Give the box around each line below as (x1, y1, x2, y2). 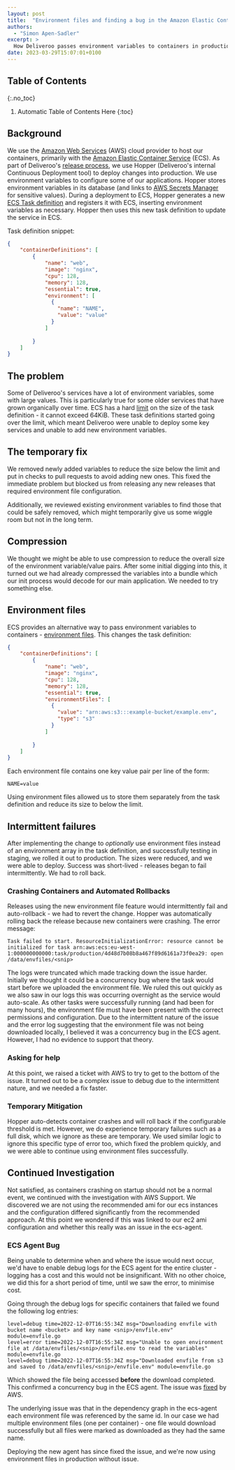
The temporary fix (7, 446, 88, 458)
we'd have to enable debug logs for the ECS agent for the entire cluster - (7, 1264, 217, 1272)
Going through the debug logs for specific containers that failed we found (7, 1299, 220, 1308)
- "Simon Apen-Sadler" (13, 29, 80, 37)
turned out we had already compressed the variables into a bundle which (7, 569, 218, 577)
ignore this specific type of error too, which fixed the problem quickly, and (7, 1139, 222, 1147)
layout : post (7, 10, 45, 17)
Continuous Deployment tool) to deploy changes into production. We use (7, 169, 218, 177)
